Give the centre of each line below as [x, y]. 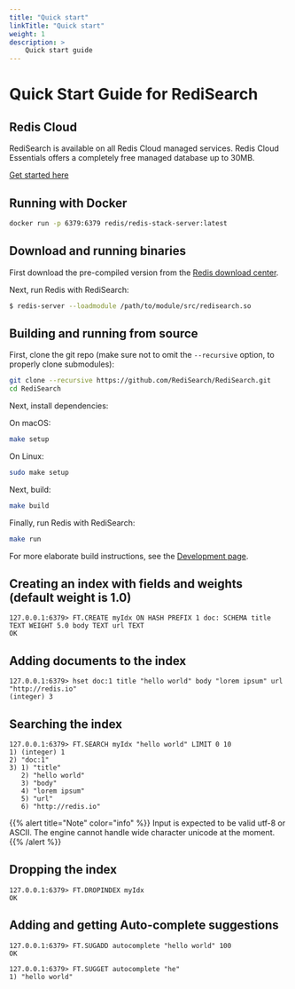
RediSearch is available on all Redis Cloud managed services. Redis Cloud [144, 148]
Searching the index [66, 724]
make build [29, 506]
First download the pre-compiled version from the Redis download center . [144, 273]
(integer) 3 [31, 697]
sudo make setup [39, 472]
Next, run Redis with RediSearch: [69, 289]
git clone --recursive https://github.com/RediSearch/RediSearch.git [140, 381]
